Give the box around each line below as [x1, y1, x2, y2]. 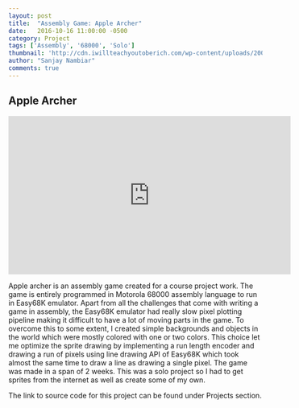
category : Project [8, 34, 70, 43]
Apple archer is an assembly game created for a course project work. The [8, 281, 254, 291]
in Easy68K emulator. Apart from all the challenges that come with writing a [8, 298, 259, 307]
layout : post [8, 11, 52, 20]
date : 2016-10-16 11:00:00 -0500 [8, 27, 128, 35]
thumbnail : [8, 49, 45, 57]
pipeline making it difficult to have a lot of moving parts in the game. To [8, 315, 244, 324]
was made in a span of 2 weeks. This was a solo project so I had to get [8, 366, 243, 376]
